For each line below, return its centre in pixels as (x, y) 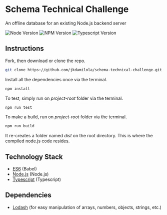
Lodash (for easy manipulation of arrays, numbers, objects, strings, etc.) (87, 207)
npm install (17, 89)
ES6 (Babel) (25, 169)
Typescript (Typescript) (37, 179)
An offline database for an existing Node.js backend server (66, 23)
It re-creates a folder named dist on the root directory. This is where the (79, 136)
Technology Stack (34, 157)
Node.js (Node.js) (30, 174)
